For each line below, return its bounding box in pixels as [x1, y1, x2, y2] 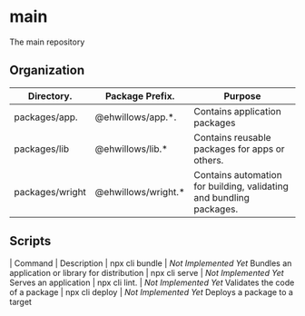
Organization [9, 63, 84, 78]
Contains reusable [193, 131, 271, 143]
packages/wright [14, 185, 86, 198]
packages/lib [14, 143, 70, 155]
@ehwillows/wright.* [94, 185, 185, 198]
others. [193, 153, 224, 166]
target [9, 296, 32, 307]
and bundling [193, 191, 250, 203]
